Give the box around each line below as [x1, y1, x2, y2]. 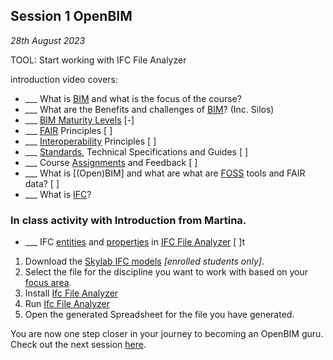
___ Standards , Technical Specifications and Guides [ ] [24, 145, 249, 158]
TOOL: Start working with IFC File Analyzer [10, 54, 187, 66]
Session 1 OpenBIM [10, 8, 133, 25]
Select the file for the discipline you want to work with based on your [24, 266, 309, 278]
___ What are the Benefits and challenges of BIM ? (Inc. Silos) [24, 103, 275, 115]
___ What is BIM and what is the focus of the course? [24, 92, 242, 104]
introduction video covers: [10, 73, 118, 85]
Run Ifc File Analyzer [24, 298, 110, 310]
